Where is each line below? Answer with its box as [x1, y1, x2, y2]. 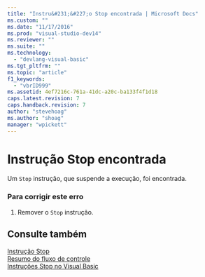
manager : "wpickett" [7, 121, 68, 128]
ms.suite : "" [7, 43, 45, 50]
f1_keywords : [7, 75, 45, 83]
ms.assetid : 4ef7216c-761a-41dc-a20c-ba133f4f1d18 [7, 88, 158, 95]
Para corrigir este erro [7, 192, 84, 202]
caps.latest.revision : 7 [7, 95, 80, 102]
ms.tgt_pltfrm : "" [7, 62, 61, 69]
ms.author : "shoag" [7, 114, 64, 121]
